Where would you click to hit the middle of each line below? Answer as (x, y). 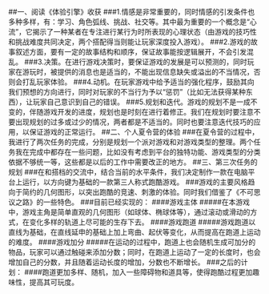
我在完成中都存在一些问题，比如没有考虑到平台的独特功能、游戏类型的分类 (138, 152)
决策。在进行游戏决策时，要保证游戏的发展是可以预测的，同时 (145, 62)
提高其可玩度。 (54, 282)
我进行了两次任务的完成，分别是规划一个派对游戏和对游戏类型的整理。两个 (131, 142)
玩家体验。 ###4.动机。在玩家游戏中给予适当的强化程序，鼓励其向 (145, 82)
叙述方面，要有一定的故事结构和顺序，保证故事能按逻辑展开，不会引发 (130, 52)
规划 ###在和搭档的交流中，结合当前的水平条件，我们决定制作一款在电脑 (128, 172)
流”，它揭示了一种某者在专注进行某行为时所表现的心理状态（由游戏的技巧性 (133, 32)
